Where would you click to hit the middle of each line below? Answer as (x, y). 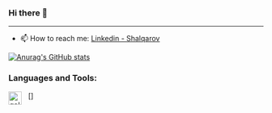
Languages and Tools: (53, 78)
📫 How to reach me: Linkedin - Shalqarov (90, 39)
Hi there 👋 (28, 13)
